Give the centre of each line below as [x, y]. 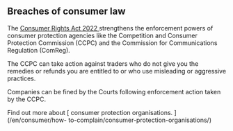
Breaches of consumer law [66, 11]
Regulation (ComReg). [39, 50]
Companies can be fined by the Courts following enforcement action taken [114, 91]
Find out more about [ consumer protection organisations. [90, 112]
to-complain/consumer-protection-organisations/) [140, 120]
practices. [22, 78]
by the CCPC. [27, 99]
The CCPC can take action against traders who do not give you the [103, 63]
